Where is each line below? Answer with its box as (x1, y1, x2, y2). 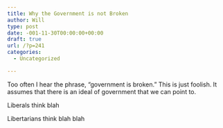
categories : (7, 49, 42, 56)
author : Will (7, 17, 45, 24)
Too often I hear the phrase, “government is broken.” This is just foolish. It (7, 80, 217, 89)
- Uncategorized (13, 55, 60, 62)
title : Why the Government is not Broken (7, 10, 129, 17)
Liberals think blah (7, 101, 60, 109)
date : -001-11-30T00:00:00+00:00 (7, 29, 104, 37)
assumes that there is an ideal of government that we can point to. (7, 87, 197, 95)
